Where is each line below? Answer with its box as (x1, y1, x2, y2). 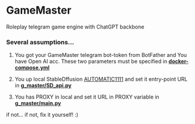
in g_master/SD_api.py (14, 82, 72, 89)
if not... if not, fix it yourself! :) (6, 111, 79, 119)
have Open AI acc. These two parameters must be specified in (14, 58, 168, 65)
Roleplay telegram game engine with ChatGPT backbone (6, 23, 145, 30)
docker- (168, 58, 188, 65)
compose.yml (14, 64, 50, 71)
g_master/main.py (14, 100, 61, 107)
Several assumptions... (6, 38, 75, 46)
